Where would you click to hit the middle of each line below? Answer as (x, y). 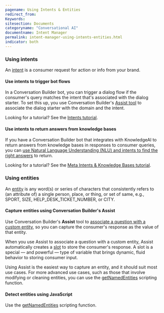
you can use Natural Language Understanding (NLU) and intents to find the (82, 150)
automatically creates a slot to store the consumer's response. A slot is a (79, 247)
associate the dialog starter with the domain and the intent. (65, 108)
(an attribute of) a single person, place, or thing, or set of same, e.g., (75, 194)
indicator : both (22, 42)
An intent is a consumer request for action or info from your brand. (73, 70)
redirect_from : (21, 14)
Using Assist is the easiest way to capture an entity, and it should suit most (81, 267)
